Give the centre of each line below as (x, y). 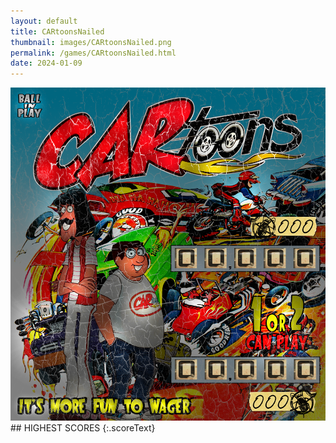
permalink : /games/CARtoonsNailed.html (93, 53)
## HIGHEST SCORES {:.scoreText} (83, 428)
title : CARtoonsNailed (57, 31)
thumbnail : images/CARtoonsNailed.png (91, 42)
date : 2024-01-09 (46, 63)
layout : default (44, 21)
